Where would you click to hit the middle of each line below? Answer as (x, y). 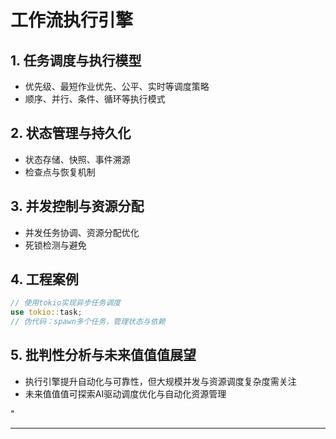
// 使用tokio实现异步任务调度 (66, 303)
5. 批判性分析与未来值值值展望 (103, 355)
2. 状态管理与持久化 (71, 133)
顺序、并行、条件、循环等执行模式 (95, 99)
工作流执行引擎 (72, 20)
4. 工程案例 (44, 279)
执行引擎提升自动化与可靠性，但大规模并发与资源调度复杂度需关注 (160, 381)
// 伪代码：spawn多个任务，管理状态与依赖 (88, 322)
